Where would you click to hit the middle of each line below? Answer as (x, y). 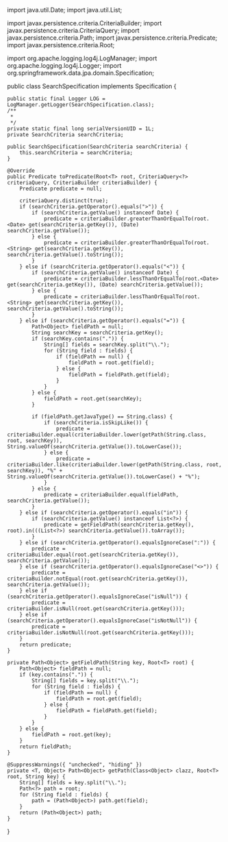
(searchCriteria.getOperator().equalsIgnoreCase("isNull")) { (98, 597)
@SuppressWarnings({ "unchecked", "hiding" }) (75, 765)
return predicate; (46, 645)
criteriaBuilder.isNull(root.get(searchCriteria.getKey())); (96, 609)
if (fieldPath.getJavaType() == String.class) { (102, 417)
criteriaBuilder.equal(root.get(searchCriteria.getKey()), (93, 555)
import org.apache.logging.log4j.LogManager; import (82, 58)
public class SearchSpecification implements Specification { (92, 86)
